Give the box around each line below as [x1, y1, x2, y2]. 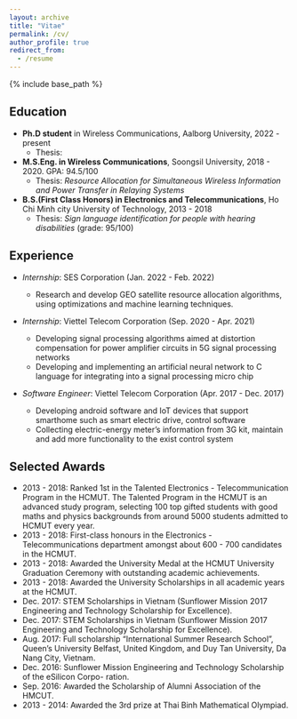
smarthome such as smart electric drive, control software [35, 414, 246, 425]
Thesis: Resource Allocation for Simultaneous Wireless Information [35, 175, 282, 186]
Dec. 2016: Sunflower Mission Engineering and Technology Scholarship [21, 662, 285, 673]
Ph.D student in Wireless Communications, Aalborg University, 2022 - [21, 128, 280, 139]
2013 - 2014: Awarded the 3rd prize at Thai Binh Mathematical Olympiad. [21, 699, 289, 711]
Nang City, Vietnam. [21, 652, 96, 663]
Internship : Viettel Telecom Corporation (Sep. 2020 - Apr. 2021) [21, 316, 255, 326]
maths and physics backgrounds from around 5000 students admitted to [21, 511, 289, 522]
